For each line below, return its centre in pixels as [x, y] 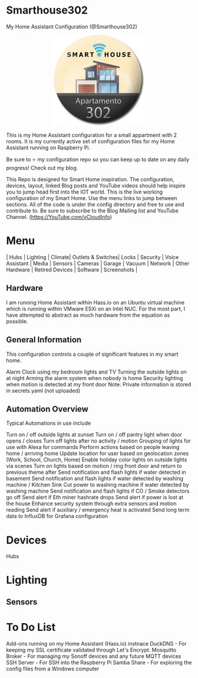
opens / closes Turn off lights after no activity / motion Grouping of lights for [99, 441]
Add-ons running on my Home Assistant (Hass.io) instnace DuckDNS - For [96, 643]
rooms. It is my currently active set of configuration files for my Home [90, 141]
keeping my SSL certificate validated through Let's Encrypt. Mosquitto [91, 650]
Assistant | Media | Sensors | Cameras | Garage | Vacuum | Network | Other [98, 263]
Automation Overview [47, 409]
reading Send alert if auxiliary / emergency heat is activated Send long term [98, 510]
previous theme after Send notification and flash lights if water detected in [96, 472]
